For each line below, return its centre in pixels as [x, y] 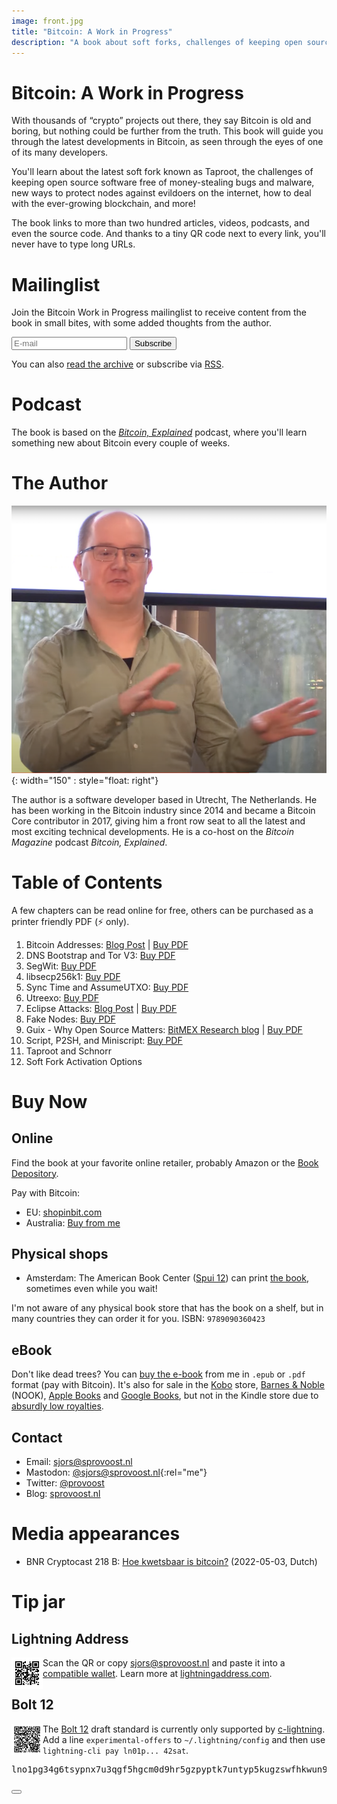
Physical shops [60, 1253]
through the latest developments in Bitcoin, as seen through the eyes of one [167, 142]
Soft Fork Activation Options [84, 1061]
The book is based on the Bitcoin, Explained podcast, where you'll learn [159, 432]
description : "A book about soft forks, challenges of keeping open [157, 42]
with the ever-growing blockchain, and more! [103, 204]
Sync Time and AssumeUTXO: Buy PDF [107, 987]
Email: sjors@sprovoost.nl [79, 1462]
